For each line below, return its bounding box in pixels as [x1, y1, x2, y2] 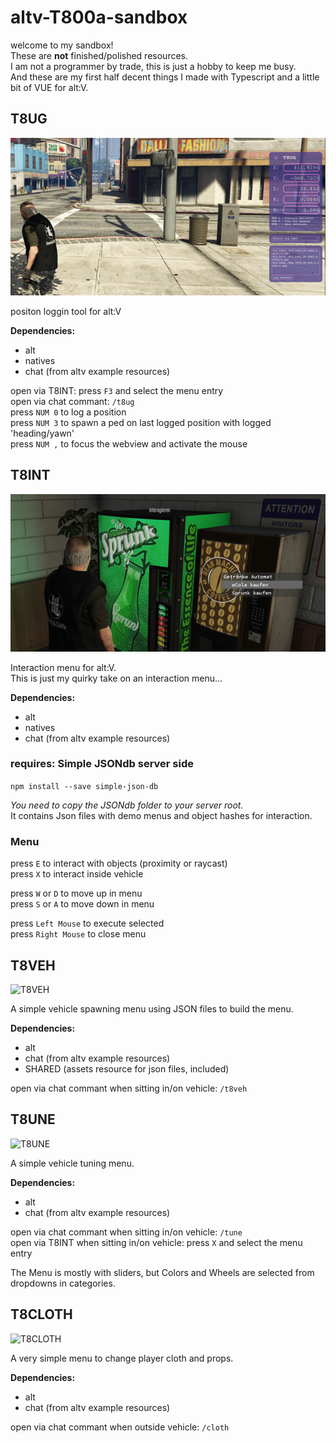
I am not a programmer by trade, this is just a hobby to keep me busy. [10, 60, 297, 72]
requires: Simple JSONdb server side [10, 757, 195, 771]
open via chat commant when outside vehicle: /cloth [10, 1421, 230, 1433]
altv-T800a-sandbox [10, 6, 188, 29]
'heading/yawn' [10, 427, 75, 439]
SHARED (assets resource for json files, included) [24, 1062, 230, 1075]
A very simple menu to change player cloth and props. [10, 1352, 234, 1364]
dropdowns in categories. [10, 1277, 116, 1289]
